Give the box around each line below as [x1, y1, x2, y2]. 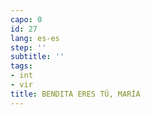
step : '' [10, 42, 47, 53]
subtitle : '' [10, 52, 65, 62]
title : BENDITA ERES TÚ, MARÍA [10, 89, 141, 99]
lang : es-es [10, 33, 60, 43]
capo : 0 [10, 14, 43, 25]
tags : [10, 61, 33, 71]
